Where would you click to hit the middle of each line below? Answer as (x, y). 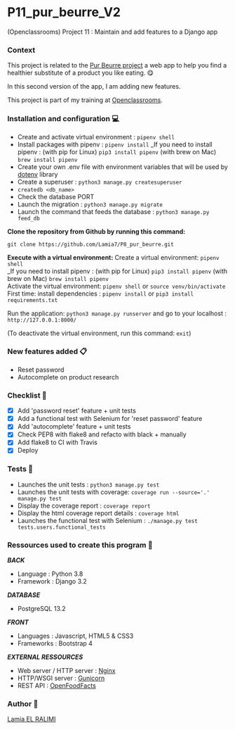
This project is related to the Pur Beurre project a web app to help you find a (117, 65)
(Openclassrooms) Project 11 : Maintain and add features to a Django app (113, 32)
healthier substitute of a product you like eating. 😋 (81, 73)
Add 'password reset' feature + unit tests (77, 411)
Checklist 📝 (27, 395)
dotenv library (38, 174)
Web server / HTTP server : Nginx (66, 671)
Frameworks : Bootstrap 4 (55, 643)
